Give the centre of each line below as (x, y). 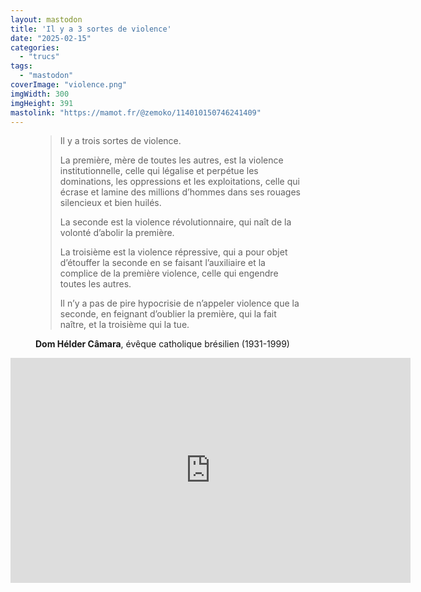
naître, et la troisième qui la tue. (124, 325)
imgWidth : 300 (40, 94)
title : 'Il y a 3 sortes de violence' (91, 29)
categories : (35, 47)
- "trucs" (39, 57)
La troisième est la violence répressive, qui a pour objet (173, 252)
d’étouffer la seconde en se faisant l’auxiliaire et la (162, 263)
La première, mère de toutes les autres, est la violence (171, 160)
